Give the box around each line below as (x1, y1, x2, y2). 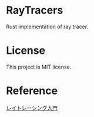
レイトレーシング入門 (6, 104, 58, 111)
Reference (6, 84, 58, 97)
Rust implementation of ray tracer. (6, 23, 89, 30)
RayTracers (6, 4, 63, 17)
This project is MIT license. (6, 63, 72, 70)
